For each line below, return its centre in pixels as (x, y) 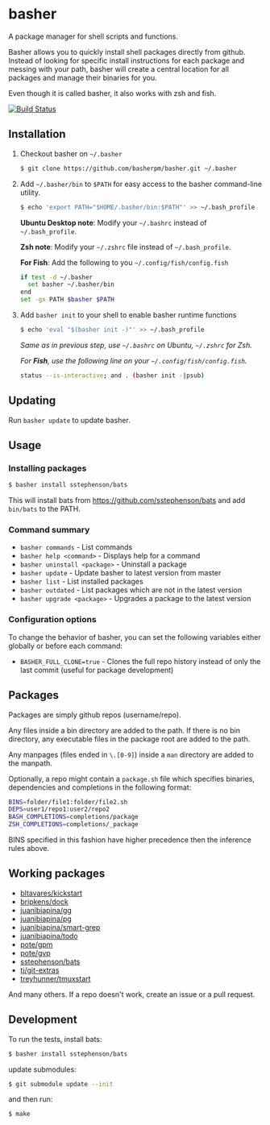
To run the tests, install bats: (55, 1039)
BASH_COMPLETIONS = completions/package (73, 817)
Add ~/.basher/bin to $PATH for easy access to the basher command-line (141, 184)
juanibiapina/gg (46, 910)
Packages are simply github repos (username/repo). (95, 715)
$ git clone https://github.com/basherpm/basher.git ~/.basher (129, 168)
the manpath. (30, 763)
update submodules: (42, 1069)
